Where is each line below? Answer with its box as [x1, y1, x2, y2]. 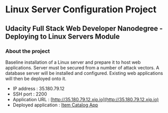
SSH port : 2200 [12, 91, 47, 97]
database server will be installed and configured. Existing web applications [5, 70, 163, 76]
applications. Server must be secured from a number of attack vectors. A [5, 64, 160, 70]
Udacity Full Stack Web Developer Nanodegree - [5, 24, 163, 33]
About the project [5, 47, 50, 54]
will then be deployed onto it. [5, 76, 67, 82]
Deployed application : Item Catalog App [12, 102, 98, 108]
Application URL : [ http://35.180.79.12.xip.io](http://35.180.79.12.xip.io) [12, 96, 159, 102]
